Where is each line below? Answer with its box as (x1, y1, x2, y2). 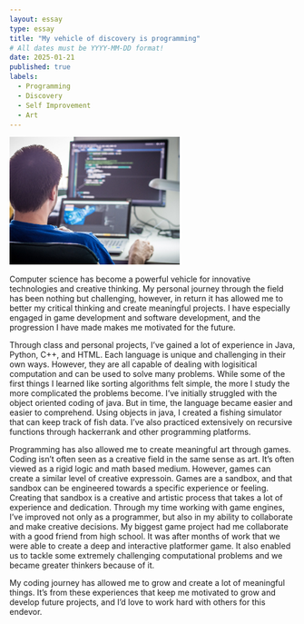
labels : (9, 73, 39, 82)
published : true (9, 63, 71, 72)
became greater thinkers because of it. (9, 560, 155, 571)
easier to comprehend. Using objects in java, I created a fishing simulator (9, 407, 283, 418)
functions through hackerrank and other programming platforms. (9, 427, 251, 438)
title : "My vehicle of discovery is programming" (9, 34, 201, 43)
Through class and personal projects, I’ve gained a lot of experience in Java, (9, 340, 296, 351)
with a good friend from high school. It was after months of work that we (9, 531, 280, 542)
